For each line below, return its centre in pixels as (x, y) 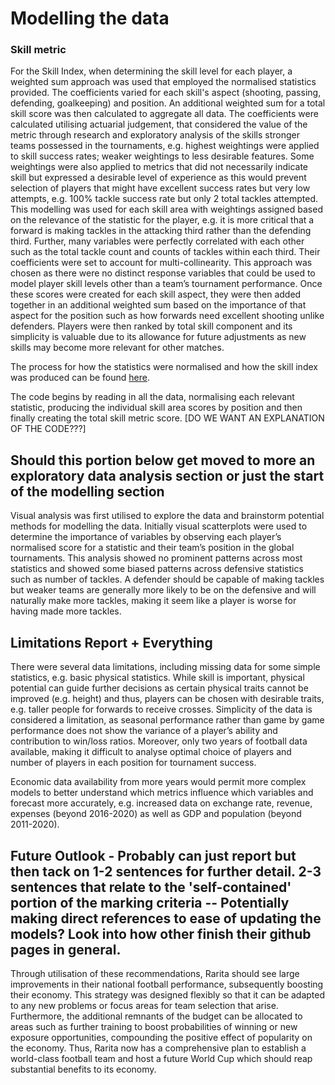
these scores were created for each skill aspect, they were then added (156, 294)
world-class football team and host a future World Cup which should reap (161, 1058)
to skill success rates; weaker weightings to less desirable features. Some (162, 156)
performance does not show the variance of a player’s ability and (144, 731)
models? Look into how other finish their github (161, 933)
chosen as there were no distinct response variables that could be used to (163, 273)
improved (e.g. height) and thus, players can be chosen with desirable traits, (167, 699)
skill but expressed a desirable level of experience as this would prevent (158, 178)
